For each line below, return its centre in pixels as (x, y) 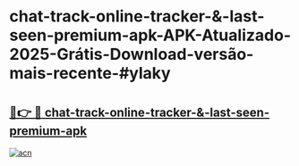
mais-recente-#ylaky (90, 74)
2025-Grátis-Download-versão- (132, 54)
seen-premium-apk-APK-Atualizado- (150, 35)
